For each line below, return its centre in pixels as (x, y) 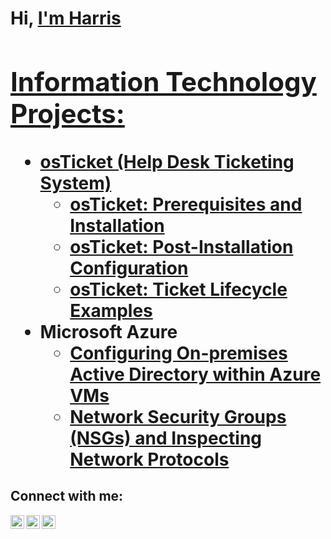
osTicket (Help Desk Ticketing (167, 161)
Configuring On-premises (178, 353)
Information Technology (163, 81)
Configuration (129, 268)
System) (75, 183)
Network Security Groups (178, 416)
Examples (111, 310)
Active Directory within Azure (195, 374)
